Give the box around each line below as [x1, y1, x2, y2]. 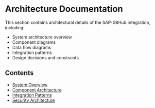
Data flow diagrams [12, 44, 52, 50]
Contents [5, 69, 34, 77]
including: [5, 24, 25, 30]
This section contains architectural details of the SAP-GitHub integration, [5, 19, 151, 25]
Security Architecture [12, 97, 55, 103]
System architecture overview [12, 34, 72, 40]
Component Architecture [12, 87, 62, 93]
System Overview [12, 82, 48, 88]
